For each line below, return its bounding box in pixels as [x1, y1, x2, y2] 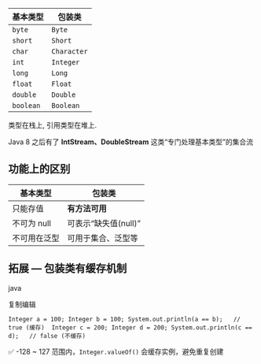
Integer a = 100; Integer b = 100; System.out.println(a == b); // [8, 315, 241, 323]
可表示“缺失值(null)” [67, 217, 142, 228]
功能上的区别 [8, 162, 71, 176]
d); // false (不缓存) [8, 332, 86, 340]
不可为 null [12, 217, 51, 228]
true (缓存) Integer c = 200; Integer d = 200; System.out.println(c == [8, 323, 253, 332]
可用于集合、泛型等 [67, 232, 139, 243]
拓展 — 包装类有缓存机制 [8, 262, 127, 275]
